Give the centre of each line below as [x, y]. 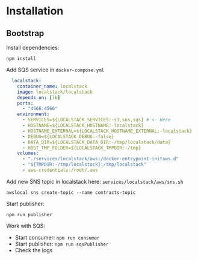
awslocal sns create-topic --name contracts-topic [71, 192]
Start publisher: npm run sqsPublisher [62, 244]
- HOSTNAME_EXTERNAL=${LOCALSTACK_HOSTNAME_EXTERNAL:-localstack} [107, 131]
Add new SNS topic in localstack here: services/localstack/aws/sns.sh [95, 181]
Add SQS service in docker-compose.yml [55, 70]
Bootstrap [25, 33]
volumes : [28, 153]
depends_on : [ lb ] [39, 97]
